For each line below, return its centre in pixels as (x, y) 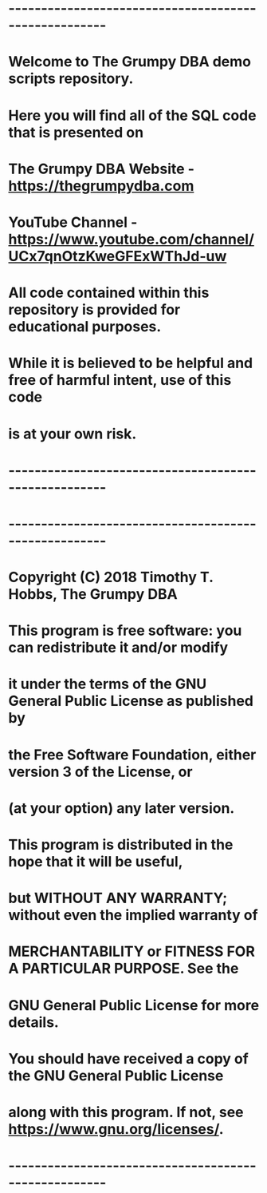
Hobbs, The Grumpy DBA (93, 595)
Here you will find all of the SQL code (132, 115)
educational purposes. (85, 327)
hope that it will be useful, (96, 862)
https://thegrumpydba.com (101, 186)
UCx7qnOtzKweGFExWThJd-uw (118, 256)
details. (34, 1022)
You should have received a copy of (128, 1058)
